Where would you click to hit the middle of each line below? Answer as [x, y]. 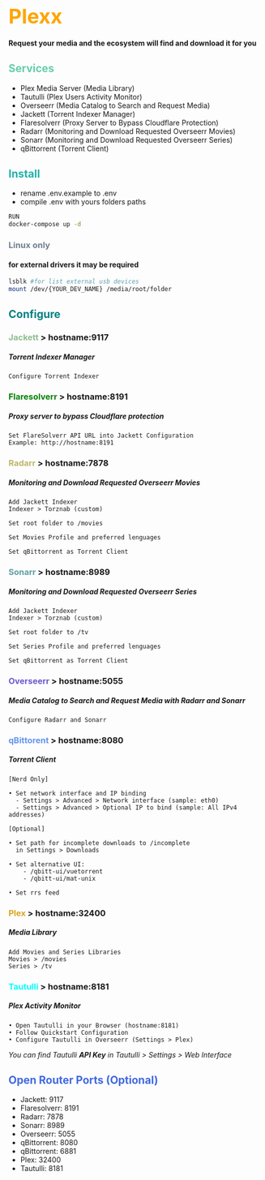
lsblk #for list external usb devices [74, 282]
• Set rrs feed [34, 893]
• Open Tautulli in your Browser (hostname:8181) [94, 1025]
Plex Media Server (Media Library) [77, 88]
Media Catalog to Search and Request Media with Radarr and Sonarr [127, 700]
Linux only [30, 245]
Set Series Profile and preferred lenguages [85, 646]
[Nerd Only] [28, 779]
